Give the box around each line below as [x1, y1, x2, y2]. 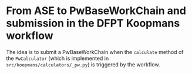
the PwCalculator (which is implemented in [6, 55, 109, 62]
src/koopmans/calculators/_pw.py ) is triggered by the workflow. [6, 60, 160, 68]
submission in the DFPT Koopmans [6, 16, 180, 30]
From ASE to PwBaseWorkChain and [6, 4, 187, 18]
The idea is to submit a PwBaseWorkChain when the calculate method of [6, 48, 184, 55]
